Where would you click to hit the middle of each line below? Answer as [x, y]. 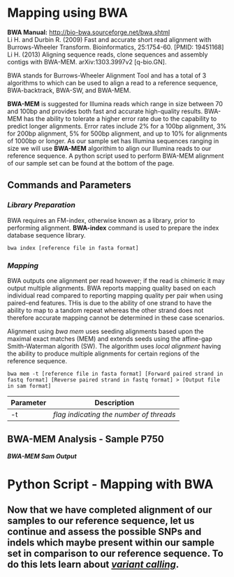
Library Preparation [41, 205]
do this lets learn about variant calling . [93, 565]
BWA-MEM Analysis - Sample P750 [86, 439]
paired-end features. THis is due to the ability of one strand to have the [109, 302]
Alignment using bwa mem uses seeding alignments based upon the [105, 331]
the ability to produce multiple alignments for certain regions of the [103, 353]
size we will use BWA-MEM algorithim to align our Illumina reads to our [109, 148]
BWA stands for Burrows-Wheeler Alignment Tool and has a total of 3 [107, 75]
